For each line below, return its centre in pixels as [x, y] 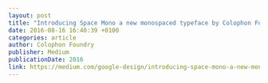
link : [17, 67]
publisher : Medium [39, 52]
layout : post [30, 15]
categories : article [43, 38]
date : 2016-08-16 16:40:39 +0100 [64, 30]
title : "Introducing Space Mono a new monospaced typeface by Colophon [130, 23]
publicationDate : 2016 [46, 60]
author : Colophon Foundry [51, 45]
